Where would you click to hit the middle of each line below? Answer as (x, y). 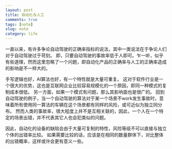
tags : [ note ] (19, 24)
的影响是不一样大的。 (28, 68)
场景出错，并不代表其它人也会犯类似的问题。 (61, 118)
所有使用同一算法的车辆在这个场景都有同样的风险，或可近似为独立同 (86, 105)
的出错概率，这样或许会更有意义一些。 (46, 141)
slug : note (17, 29)
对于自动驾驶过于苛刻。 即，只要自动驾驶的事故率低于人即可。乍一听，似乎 (84, 55)
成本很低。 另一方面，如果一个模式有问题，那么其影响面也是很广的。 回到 (87, 92)
